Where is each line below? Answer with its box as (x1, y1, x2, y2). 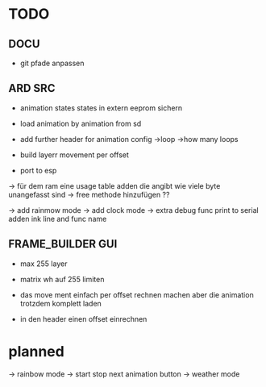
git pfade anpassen (19, 58, 85, 68)
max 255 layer (19, 259, 68, 268)
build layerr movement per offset (19, 150, 129, 160)
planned (8, 342, 64, 360)
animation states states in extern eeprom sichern (19, 102, 183, 113)
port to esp (19, 165, 57, 175)
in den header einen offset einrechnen (19, 314, 148, 323)
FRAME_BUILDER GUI (8, 237, 118, 251)
